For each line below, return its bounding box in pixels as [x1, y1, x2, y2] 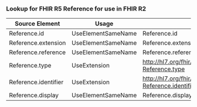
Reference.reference [9, 48, 66, 56]
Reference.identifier [9, 78, 64, 86]
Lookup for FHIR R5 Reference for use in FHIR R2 [6, 5, 147, 13]
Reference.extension [9, 39, 66, 47]
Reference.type [9, 62, 52, 70]
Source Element [14, 20, 60, 28]
